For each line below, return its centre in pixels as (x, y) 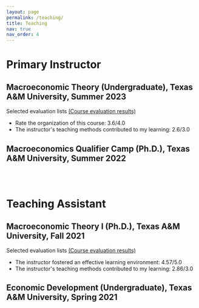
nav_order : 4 (23, 35)
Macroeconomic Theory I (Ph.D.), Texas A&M (93, 226)
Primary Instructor (54, 65)
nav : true (19, 29)
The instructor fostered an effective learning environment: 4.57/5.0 (98, 262)
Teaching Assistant (56, 204)
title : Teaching (27, 23)
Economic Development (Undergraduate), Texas (99, 288)
